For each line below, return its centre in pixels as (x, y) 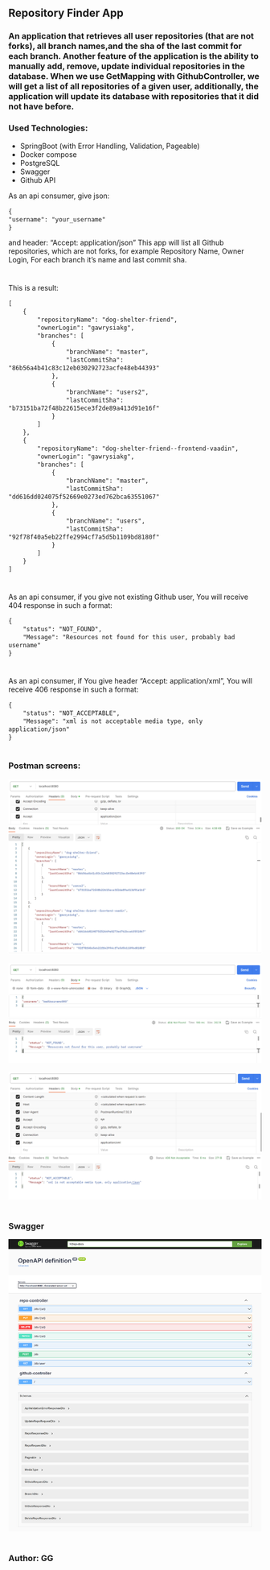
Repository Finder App (66, 13)
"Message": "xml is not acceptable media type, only (113, 721)
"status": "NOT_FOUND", (63, 629)
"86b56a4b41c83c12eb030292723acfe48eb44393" (84, 368)
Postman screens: (45, 766)
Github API (38, 180)
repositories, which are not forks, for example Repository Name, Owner (126, 251)
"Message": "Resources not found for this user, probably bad (129, 637)
